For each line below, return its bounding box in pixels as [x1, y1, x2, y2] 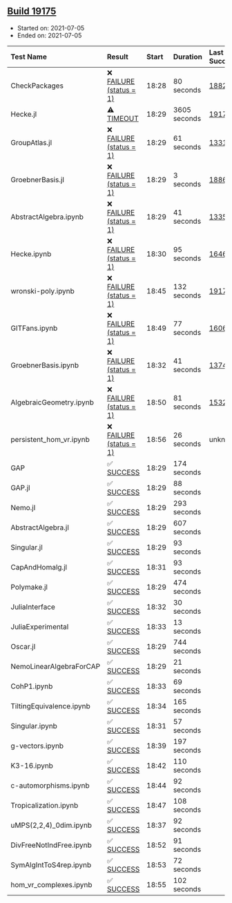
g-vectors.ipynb [10, 741, 64, 750]
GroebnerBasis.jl [10, 175, 64, 184]
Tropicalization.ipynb [10, 800, 79, 810]
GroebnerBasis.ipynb [10, 360, 79, 370]
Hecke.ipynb [10, 249, 52, 258]
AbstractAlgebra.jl [10, 523, 69, 532]
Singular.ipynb [10, 721, 57, 730]
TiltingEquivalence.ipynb [10, 701, 91, 710]
